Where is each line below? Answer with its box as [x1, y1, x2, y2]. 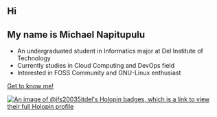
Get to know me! [7, 82, 54, 90]
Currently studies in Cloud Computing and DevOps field [16, 62, 175, 70]
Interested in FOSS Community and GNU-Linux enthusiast [16, 68, 181, 77]
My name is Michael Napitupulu [7, 29, 146, 40]
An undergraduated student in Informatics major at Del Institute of [16, 47, 204, 55]
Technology [16, 54, 52, 62]
